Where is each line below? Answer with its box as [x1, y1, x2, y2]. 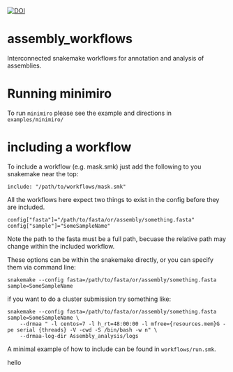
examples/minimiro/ [7, 116, 64, 123]
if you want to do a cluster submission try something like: [7, 295, 172, 303]
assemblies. [7, 61, 42, 70]
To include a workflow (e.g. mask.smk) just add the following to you [7, 162, 202, 171]
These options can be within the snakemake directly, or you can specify [7, 255, 214, 264]
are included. [7, 203, 45, 211]
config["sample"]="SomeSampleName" [7, 222, 111, 229]
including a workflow [7, 139, 132, 155]
